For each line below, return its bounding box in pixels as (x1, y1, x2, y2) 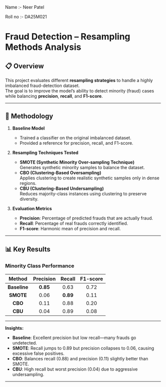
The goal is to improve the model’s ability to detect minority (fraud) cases (5, 88, 154, 93)
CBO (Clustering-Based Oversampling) (19, 170, 101, 175)
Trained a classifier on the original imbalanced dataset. (19, 134, 132, 140)
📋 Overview (5, 62, 44, 70)
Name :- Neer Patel (5, 4, 44, 10)
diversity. (19, 196, 39, 202)
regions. (19, 180, 37, 186)
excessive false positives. (12, 350, 65, 356)
